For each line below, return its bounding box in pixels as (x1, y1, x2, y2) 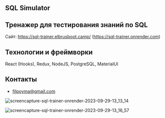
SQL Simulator (5, 4, 50, 12)
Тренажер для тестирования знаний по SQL (5, 21, 148, 29)
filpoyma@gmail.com (12, 88, 56, 94)
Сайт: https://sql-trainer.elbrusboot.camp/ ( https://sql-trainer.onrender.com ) (5, 34, 161, 40)
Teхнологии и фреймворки (5, 48, 93, 56)
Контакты (5, 75, 37, 84)
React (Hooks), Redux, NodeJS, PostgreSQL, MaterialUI (5, 61, 119, 67)
